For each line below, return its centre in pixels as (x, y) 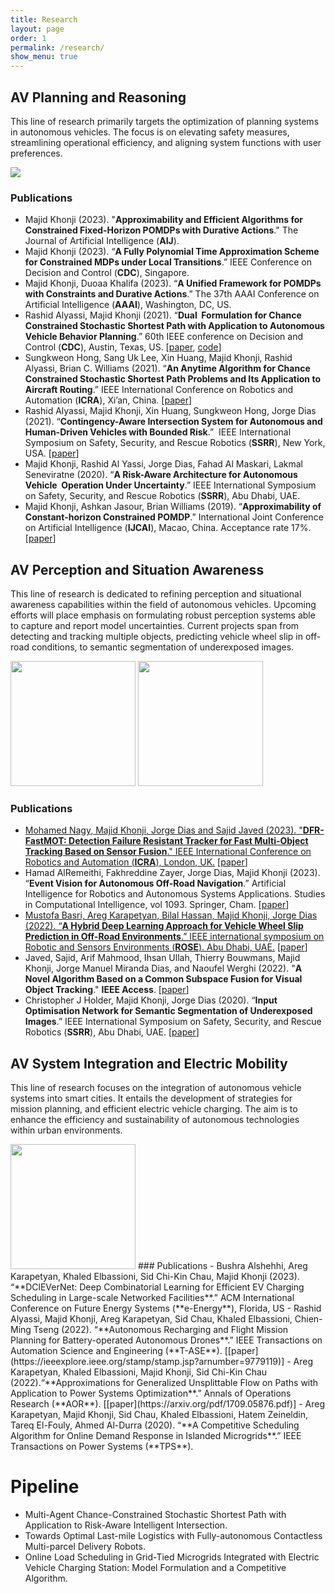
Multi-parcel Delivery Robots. (85, 1547)
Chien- (308, 1319)
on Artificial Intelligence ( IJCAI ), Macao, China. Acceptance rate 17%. (168, 528)
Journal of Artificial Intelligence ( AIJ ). (102, 241)
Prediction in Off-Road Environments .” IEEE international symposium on (174, 937)
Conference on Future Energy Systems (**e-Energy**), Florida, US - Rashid (166, 1308)
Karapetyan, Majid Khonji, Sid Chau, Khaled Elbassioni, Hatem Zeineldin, (159, 1415)
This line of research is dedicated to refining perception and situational (156, 594)
